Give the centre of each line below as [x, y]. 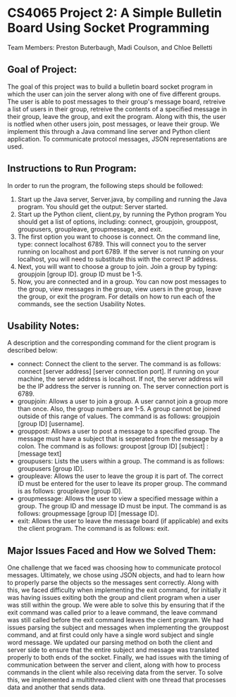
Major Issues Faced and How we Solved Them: [112, 551]
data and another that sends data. [56, 687]
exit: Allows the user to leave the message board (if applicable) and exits [123, 521]
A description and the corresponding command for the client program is [112, 343]
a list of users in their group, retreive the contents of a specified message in [117, 109]
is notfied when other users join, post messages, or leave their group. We [113, 124]
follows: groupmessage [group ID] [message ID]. [88, 514]
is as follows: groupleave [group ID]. [70, 491]
